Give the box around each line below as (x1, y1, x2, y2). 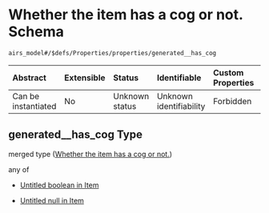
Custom (213, 66, 244, 78)
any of (8, 164, 30, 174)
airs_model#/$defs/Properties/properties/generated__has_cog (8, 49, 217, 57)
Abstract (12, 72, 46, 83)
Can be (12, 90, 40, 102)
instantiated (12, 100, 57, 111)
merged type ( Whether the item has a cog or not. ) (8, 149, 173, 159)
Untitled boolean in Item (19, 180, 99, 190)
